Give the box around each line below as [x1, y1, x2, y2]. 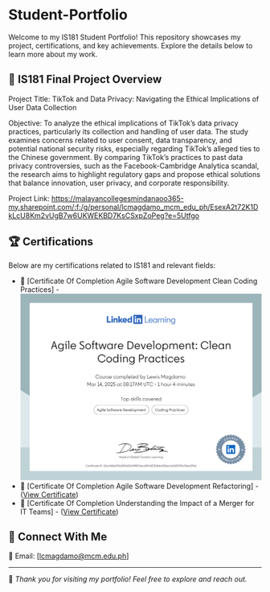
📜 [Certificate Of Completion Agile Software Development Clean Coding [19, 276, 258, 286]
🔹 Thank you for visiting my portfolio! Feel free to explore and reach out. [8, 574, 247, 584]
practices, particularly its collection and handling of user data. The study [8, 126, 249, 136]
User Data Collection [8, 102, 77, 112]
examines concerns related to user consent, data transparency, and [8, 135, 233, 145]
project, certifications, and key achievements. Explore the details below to [8, 40, 253, 50]
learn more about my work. [8, 49, 98, 59]
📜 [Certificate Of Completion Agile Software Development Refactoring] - [19, 481, 259, 491]
